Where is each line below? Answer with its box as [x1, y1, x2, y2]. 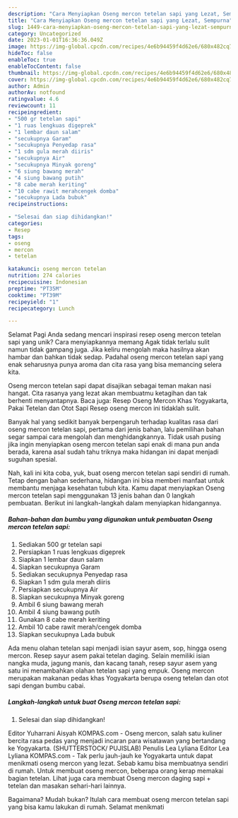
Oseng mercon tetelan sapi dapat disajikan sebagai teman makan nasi [8, 382, 211, 390]
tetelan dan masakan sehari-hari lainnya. [8, 781, 126, 790]
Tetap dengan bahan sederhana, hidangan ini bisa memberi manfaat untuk [8, 476, 225, 485]
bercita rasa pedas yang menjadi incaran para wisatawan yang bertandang [8, 737, 226, 745]
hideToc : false [8, 50, 53, 57]
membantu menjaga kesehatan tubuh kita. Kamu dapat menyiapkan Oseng [8, 484, 225, 493]
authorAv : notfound [8, 89, 66, 96]
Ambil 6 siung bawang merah [18, 601, 105, 609]
